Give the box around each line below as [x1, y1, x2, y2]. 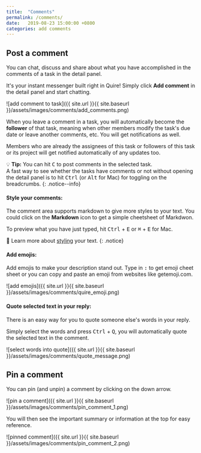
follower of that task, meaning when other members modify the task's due [6, 125, 191, 132]
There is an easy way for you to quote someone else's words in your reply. [6, 316, 191, 323]
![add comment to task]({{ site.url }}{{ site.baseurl [6, 100, 130, 107]
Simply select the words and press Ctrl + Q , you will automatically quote [6, 328, 187, 335]
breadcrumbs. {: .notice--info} [6, 180, 81, 187]
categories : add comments [6, 25, 71, 32]
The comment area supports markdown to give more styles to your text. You [6, 207, 195, 214]
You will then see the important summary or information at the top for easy [6, 415, 191, 422]
